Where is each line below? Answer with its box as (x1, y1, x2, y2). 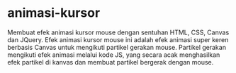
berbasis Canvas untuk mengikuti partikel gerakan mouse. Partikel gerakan (7, 43, 227, 51)
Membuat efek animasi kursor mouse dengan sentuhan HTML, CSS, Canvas (7, 28, 230, 36)
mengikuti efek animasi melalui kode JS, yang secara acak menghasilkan (7, 51, 220, 59)
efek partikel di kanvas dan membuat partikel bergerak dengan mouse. (7, 58, 214, 66)
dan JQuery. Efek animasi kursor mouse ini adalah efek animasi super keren (7, 35, 229, 44)
